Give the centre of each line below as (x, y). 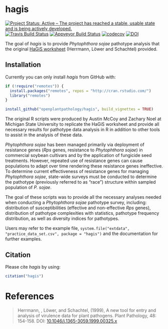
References (30, 296)
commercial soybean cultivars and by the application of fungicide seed (78, 155)
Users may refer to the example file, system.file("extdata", (67, 228)
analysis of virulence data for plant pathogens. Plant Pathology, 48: (87, 315)
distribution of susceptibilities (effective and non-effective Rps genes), (78, 208)
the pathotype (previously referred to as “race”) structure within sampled (81, 182)
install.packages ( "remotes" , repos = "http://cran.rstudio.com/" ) (80, 91)
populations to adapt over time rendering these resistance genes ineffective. (84, 166)
